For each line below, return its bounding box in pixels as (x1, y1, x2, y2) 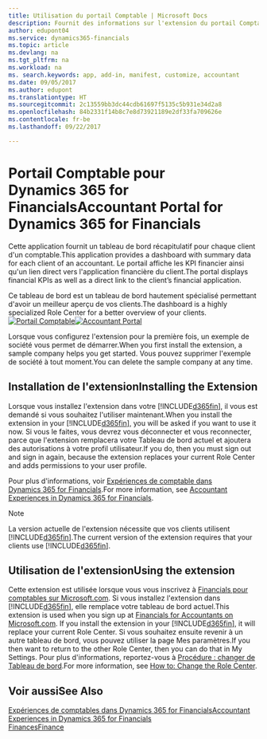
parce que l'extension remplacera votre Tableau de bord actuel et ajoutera (8, 435, 252, 445)
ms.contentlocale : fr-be (8, 116, 91, 124)
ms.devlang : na (8, 49, 59, 57)
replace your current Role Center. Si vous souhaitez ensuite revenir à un (8, 627, 244, 637)
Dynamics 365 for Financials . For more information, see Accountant (8, 484, 228, 494)
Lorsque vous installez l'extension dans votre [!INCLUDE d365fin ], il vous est (8, 401, 258, 411)
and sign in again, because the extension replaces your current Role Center (8, 452, 256, 462)
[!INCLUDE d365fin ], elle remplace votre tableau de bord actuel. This (8, 602, 230, 611)
